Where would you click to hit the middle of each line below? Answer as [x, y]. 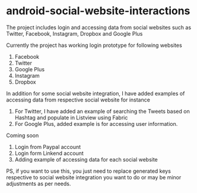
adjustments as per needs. [39, 183]
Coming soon [23, 135]
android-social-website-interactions [98, 11]
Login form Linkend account [49, 153]
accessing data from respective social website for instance [78, 100]
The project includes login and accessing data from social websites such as [99, 27]
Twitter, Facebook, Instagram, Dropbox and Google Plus [74, 33]
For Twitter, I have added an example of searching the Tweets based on [102, 111]
